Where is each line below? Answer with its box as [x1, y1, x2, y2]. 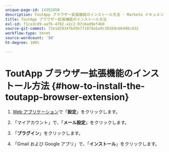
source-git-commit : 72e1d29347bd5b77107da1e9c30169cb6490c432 [5, 26, 139, 31]
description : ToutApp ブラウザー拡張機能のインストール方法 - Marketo [5, 12, 143, 17]
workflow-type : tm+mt [5, 31, 51, 36]
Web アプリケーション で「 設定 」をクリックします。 [12, 109, 120, 115]
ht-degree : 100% [5, 40, 39, 45]
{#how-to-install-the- [51, 80, 145, 92]
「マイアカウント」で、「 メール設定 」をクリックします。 [12, 119, 130, 125]
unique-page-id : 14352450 [5, 7, 60, 13]
